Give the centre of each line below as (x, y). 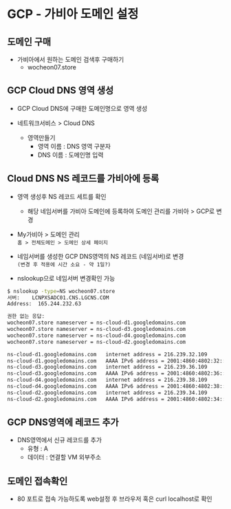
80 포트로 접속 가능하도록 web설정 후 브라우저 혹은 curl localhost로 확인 (114, 499)
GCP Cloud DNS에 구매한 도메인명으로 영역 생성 (82, 108)
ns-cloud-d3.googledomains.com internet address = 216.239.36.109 (107, 367)
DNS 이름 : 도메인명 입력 (70, 155)
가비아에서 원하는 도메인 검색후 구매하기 (70, 59)
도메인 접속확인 (37, 481)
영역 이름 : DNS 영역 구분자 (74, 146)
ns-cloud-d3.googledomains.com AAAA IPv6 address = (86, 373)
